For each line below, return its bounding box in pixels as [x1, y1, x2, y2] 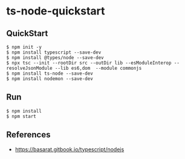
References [6, 129, 51, 140]
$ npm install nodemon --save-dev [6, 76, 94, 82]
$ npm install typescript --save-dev [6, 49, 102, 55]
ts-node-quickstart [6, 4, 105, 18]
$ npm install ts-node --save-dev [6, 70, 94, 76]
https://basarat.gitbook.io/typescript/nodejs [15, 146, 125, 153]
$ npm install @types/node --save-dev [6, 55, 104, 61]
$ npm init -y [6, 44, 42, 50]
